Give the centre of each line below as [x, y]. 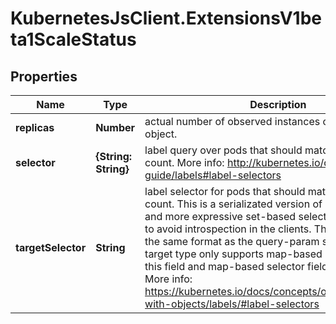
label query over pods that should [223, 150]
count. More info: [184, 162]
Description [278, 104]
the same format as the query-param [232, 241]
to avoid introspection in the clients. [228, 229]
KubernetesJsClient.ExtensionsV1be [166, 18]
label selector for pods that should [225, 191]
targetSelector [51, 247]
